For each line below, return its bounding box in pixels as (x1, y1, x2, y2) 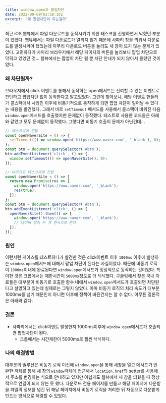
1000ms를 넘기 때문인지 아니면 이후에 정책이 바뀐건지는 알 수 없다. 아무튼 (5, 291, 147, 297)
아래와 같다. (10, 298, 33, 304)
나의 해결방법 (5, 349, 35, 356)
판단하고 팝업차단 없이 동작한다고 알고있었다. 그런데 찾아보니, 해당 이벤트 (5, 94, 145, 100)
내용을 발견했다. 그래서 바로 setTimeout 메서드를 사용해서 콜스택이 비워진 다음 (10, 106, 161, 112)
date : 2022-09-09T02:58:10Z (5, 12, 63, 17)
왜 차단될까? (5, 75, 33, 82)
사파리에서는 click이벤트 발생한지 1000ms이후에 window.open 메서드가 (12, 323, 148, 330)
